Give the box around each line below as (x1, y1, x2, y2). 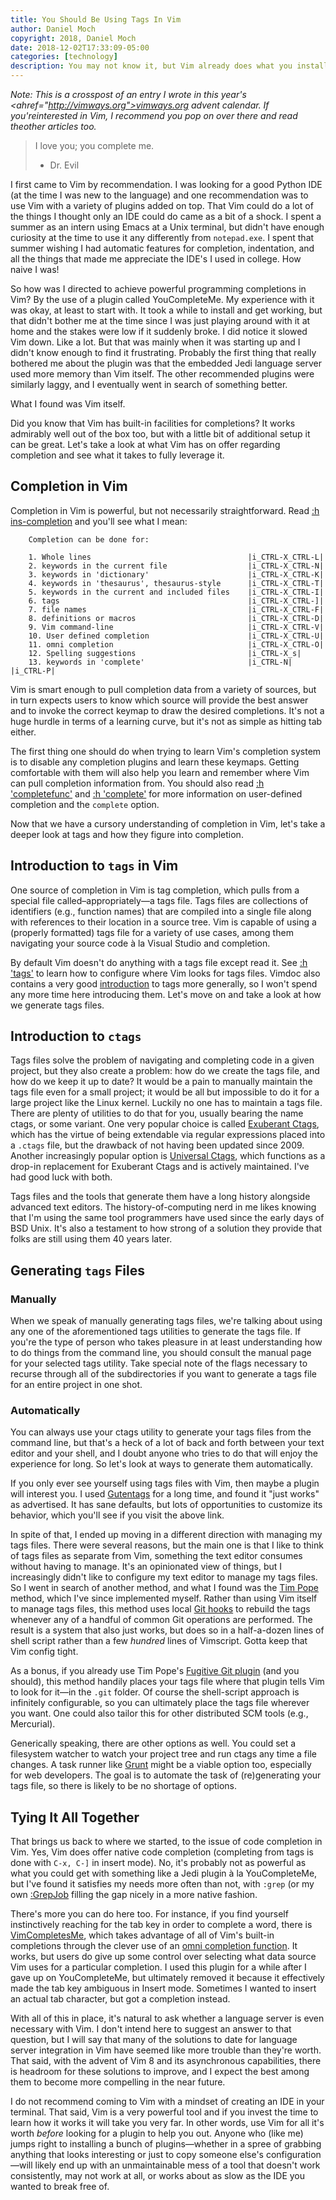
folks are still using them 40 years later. (10, 1233, 173, 1245)
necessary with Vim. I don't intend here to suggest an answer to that (10, 2023, 292, 2035)
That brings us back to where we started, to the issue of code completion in (10, 1836, 323, 1848)
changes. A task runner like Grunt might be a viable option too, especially (10, 1759, 312, 1771)
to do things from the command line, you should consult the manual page (10, 1347, 312, 1359)
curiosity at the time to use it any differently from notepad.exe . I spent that (10, 232, 315, 243)
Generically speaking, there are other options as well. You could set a (10, 1737, 297, 1750)
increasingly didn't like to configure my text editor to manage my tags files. (10, 1571, 318, 1583)
